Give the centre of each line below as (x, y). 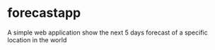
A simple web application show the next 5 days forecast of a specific (107, 32)
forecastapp (44, 13)
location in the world (37, 39)
